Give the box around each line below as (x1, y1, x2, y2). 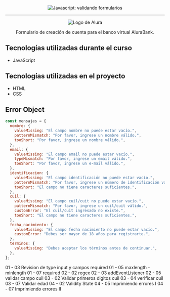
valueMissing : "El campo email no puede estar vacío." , (14, 152, 135, 157)
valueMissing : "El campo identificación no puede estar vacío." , (14, 175, 155, 180)
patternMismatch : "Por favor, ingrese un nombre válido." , (14, 133, 142, 138)
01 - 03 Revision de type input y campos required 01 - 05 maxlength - (5, 264, 150, 270)
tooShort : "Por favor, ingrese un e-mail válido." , (14, 161, 125, 166)
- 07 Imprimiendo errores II (5, 286, 62, 292)
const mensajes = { (5, 119, 47, 124)
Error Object (5, 105, 45, 114)
